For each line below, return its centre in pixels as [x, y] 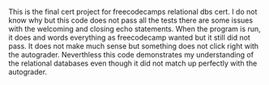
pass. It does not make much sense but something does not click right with [134, 46]
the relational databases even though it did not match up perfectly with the [133, 63]
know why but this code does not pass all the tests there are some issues [131, 20]
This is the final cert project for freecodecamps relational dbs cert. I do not [133, 12]
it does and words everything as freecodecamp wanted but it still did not [130, 37]
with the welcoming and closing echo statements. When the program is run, [134, 29]
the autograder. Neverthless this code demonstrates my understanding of [131, 55]
